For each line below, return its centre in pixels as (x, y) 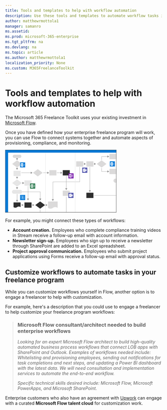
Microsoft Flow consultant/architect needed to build (82, 325)
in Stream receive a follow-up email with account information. (75, 235)
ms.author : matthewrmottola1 (35, 58)
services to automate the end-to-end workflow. (66, 374)
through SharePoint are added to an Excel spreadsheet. (69, 246)
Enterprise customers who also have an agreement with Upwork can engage (83, 398)
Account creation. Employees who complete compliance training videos (86, 230)
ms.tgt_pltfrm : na (24, 42)
